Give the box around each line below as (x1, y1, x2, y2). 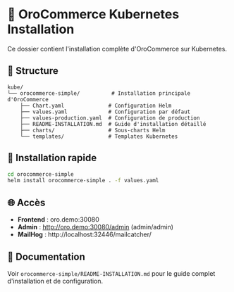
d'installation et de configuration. (7, 277, 104, 285)
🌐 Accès (7, 196, 46, 208)
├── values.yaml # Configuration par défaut (20, 108, 191, 115)
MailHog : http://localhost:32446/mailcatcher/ (17, 230, 152, 239)
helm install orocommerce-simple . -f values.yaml (7, 177, 159, 184)
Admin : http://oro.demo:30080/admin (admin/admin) (17, 223, 174, 231)
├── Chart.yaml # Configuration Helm (20, 102, 172, 109)
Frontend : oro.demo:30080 (17, 215, 100, 224)
